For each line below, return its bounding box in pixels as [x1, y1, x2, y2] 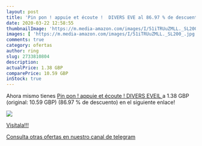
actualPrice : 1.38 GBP [6, 64, 63, 71]
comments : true [6, 37, 44, 43]
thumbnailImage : [6, 25, 47, 32]
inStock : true [6, 76, 42, 82]
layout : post [6, 8, 39, 15]
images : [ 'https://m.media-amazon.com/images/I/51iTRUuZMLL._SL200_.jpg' [6, 31, 198, 37]
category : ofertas [6, 43, 52, 49]
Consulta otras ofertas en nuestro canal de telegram [6, 133, 136, 141]
